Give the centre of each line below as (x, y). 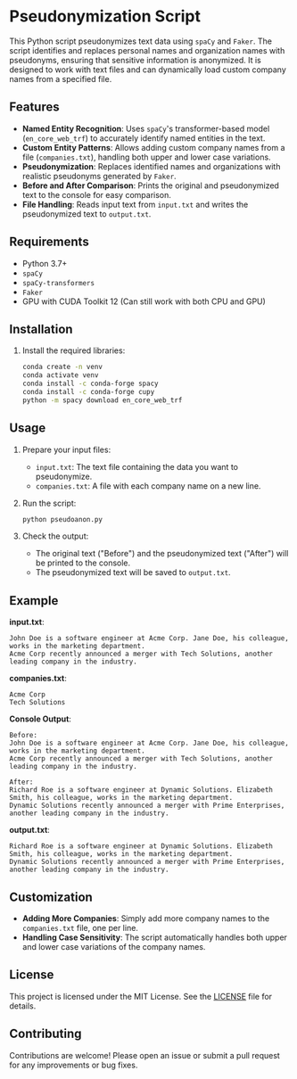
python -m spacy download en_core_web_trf (102, 400)
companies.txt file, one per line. (80, 928)
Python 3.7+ (45, 263)
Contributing (45, 1034)
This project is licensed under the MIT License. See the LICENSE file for (141, 996)
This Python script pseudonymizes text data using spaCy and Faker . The (140, 41)
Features (34, 107)
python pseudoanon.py (62, 519)
